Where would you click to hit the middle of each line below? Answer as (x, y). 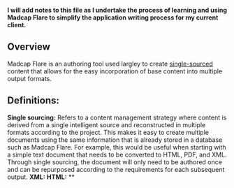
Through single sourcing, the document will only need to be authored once (115, 162)
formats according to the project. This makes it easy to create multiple (108, 132)
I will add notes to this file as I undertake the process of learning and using (117, 10)
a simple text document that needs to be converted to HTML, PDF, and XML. (117, 154)
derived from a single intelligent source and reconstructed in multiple (107, 124)
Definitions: (33, 101)
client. (17, 25)
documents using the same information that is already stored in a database (115, 140)
